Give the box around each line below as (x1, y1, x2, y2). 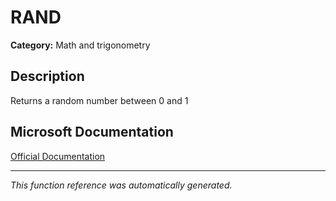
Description (10, 68, 85, 85)
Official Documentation (10, 150, 106, 162)
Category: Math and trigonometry (10, 39, 151, 51)
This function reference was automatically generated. (10, 179, 233, 191)
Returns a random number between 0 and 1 (10, 94, 189, 106)
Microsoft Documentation (10, 124, 174, 141)
